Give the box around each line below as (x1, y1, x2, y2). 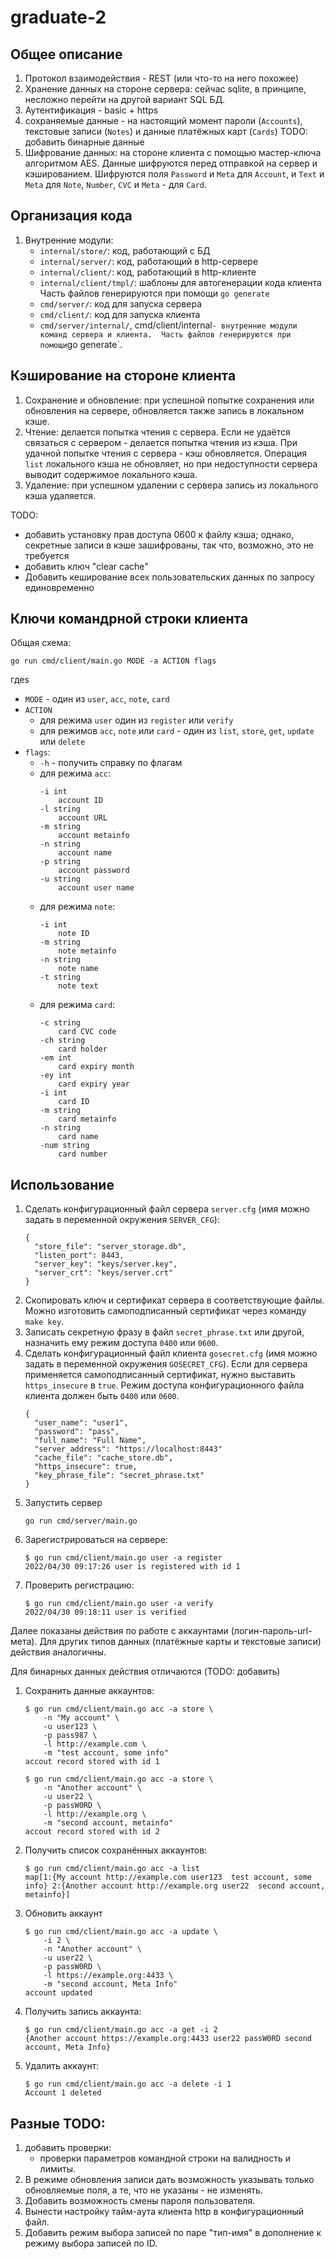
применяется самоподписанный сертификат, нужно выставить (24, 1369, 296, 1381)
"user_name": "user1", (34, 1418, 129, 1428)
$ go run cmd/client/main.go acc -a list (24, 1864, 200, 1874)
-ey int (39, 1071, 72, 1081)
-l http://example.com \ (43, 1739, 147, 1750)
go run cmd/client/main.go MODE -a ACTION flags (10, 656, 217, 666)
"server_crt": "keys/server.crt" (34, 1268, 174, 1278)
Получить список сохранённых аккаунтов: (24, 1844, 208, 1856)
